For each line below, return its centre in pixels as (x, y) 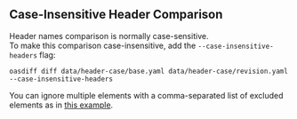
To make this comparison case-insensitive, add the (103, 45)
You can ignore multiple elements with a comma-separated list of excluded (146, 95)
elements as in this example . (61, 105)
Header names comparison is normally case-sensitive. (109, 36)
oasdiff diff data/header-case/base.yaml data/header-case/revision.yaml (149, 71)
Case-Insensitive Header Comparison (116, 15)
